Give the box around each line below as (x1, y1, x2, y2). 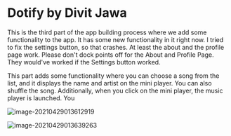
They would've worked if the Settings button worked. (7, 57, 161, 66)
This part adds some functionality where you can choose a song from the (7, 72, 220, 80)
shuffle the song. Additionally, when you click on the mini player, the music (7, 86, 223, 95)
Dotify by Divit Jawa (7, 5, 128, 21)
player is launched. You (7, 93, 75, 102)
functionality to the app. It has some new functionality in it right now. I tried (7, 35, 224, 43)
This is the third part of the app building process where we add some (7, 28, 207, 36)
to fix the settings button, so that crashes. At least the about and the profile (7, 43, 225, 51)
